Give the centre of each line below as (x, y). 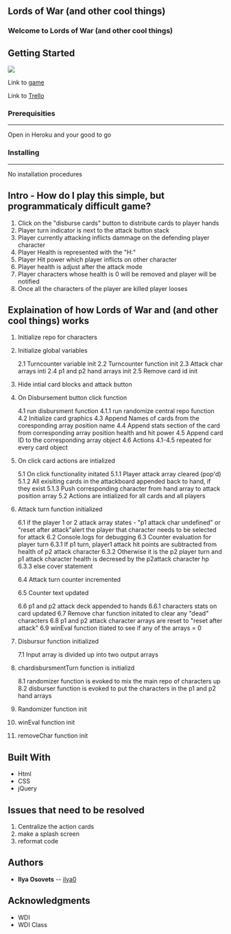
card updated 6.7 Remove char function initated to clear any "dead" (113, 614)
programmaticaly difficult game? (80, 206)
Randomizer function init (52, 709)
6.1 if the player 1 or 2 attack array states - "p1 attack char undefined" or (119, 523)
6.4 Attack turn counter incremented (69, 580)
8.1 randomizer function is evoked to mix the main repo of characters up (119, 681)
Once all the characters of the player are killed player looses (102, 288)
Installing (24, 152)
